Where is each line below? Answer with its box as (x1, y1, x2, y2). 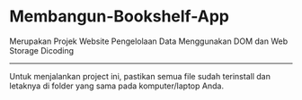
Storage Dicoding (9, 45, 75, 55)
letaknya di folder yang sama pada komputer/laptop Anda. (9, 80, 225, 91)
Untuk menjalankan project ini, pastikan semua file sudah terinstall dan (9, 71, 271, 81)
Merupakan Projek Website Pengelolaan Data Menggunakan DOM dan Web (9, 36, 289, 46)
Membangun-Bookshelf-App (9, 6, 230, 27)
